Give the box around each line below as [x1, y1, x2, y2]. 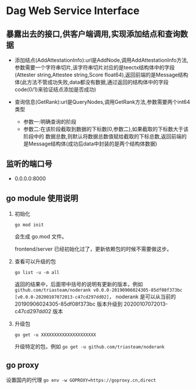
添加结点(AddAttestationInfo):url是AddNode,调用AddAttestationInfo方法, [14, 57, 188, 63]
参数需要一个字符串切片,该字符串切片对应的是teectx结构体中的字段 [14, 64, 175, 71]
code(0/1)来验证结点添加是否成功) [14, 86, 97, 93]
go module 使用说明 [6, 194, 78, 204]
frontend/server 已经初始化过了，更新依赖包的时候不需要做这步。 [14, 245, 173, 252]
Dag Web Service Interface [6, 4, 140, 18]
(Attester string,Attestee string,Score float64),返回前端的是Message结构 [14, 72, 188, 78]
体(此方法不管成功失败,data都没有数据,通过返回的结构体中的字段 [14, 79, 169, 86]
